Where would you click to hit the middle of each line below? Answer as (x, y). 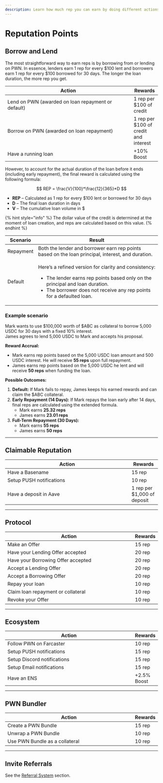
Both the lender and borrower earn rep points (90, 248)
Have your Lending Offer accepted (47, 552)
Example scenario (27, 315)
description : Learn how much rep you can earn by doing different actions (82, 9)
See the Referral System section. (38, 775)
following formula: (23, 179)
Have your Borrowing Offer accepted (49, 560)
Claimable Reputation (38, 450)
